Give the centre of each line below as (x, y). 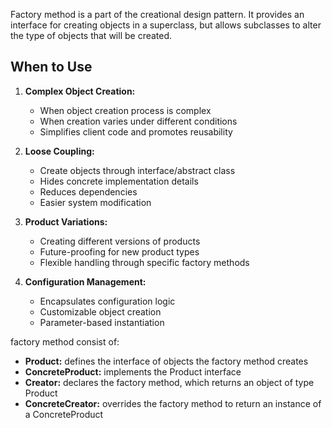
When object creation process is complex (125, 110)
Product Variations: (66, 221)
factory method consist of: (65, 341)
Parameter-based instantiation (102, 322)
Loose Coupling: (59, 151)
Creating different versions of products (120, 241)
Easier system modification (95, 202)
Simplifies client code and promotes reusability (136, 131)
